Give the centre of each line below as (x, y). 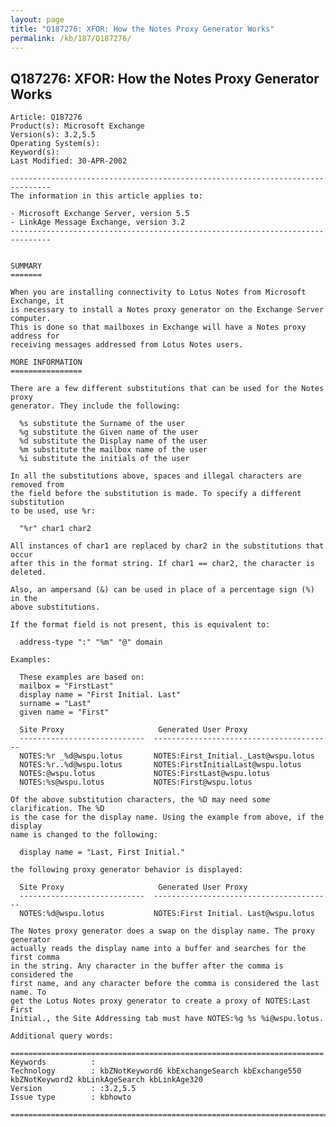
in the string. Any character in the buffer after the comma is (147, 966)
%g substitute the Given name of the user (109, 432)
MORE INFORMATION (46, 362)
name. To (28, 992)
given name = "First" (64, 712)
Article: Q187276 (46, 117)
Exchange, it (37, 301)
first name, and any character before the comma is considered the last (165, 984)
